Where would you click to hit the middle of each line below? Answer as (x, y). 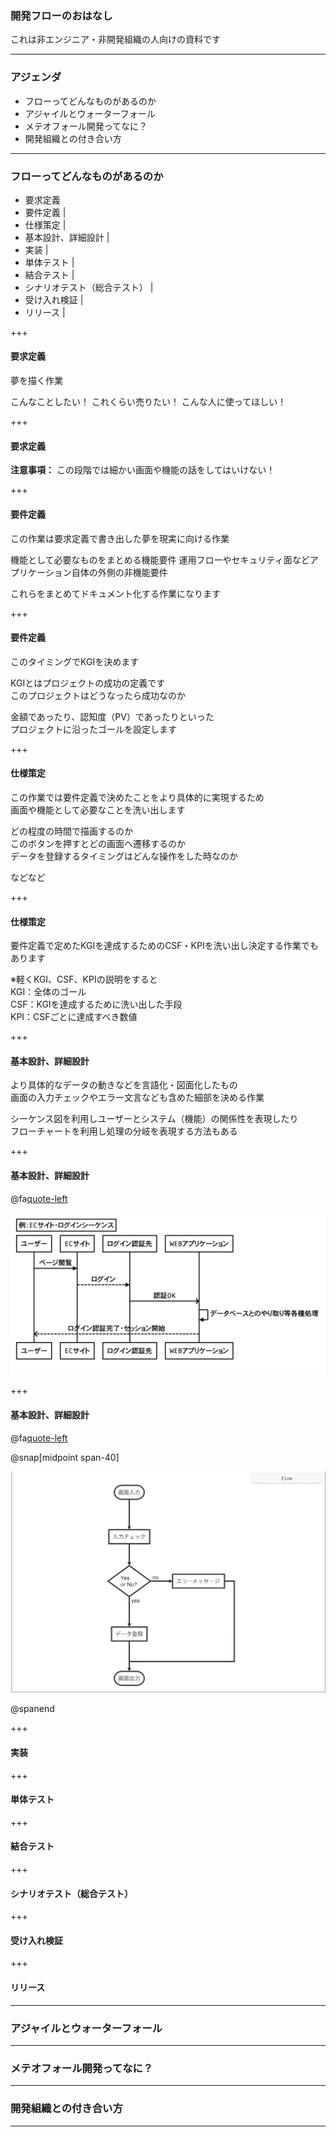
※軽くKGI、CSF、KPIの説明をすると (84, 979)
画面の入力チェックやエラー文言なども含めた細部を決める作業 (137, 1098)
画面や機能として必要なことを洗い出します (98, 809)
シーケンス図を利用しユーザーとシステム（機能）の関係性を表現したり (154, 1119)
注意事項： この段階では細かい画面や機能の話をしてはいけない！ (143, 470)
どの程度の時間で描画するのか (71, 831)
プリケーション (41, 572)
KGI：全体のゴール (48, 992)
